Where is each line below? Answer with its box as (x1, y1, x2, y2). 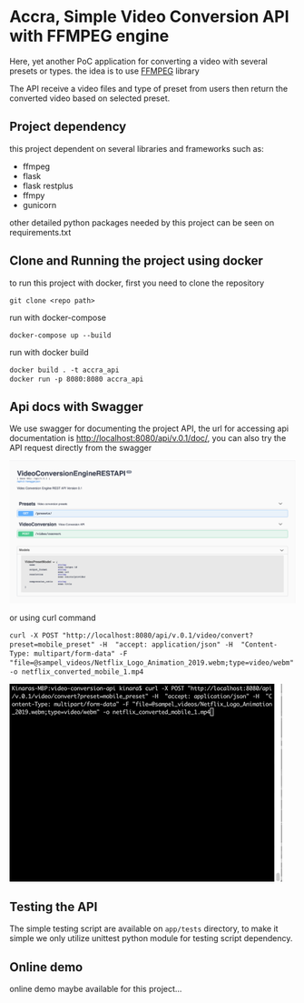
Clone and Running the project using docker (9, 253, 263, 269)
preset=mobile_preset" (9, 639, 95, 649)
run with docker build (9, 346, 89, 357)
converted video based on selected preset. (9, 93, 171, 104)
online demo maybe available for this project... (9, 984, 182, 995)
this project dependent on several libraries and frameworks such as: (9, 143, 265, 154)
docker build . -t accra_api (9, 366, 120, 375)
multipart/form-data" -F (33, 648, 128, 658)
